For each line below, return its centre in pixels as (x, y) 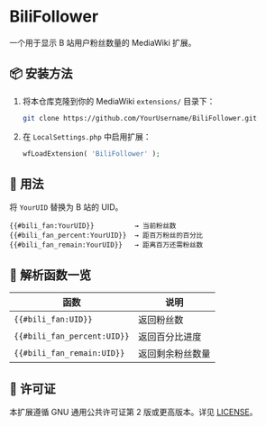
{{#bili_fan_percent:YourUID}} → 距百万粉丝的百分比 (106, 236)
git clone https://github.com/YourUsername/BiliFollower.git (140, 118)
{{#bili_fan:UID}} (53, 320)
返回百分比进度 (170, 337)
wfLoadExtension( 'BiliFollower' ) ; (91, 154)
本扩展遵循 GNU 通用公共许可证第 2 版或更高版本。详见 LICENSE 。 (133, 412)
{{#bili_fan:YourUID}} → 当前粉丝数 (93, 226)
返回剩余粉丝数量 (174, 354)
